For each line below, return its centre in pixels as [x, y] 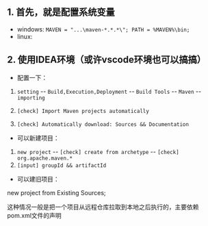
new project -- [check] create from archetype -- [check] [98, 151]
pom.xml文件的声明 [34, 215]
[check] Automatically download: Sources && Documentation [103, 124]
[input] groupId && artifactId [62, 165]
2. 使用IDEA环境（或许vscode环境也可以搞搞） [107, 60]
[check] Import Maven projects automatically [83, 111]
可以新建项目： [38, 138]
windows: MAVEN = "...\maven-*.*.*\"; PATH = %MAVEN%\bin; [103, 29]
